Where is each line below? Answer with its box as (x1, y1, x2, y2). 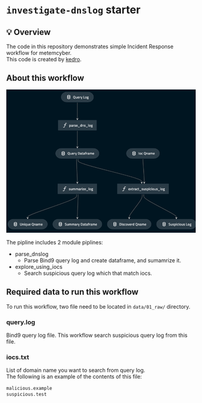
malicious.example (6, 386, 52, 392)
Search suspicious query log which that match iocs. (23, 269, 152, 277)
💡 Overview (6, 27, 51, 37)
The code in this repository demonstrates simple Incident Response (6, 43, 174, 50)
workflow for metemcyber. (6, 49, 72, 57)
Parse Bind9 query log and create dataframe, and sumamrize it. (23, 257, 182, 264)
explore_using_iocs (14, 263, 63, 271)
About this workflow (6, 73, 84, 84)
